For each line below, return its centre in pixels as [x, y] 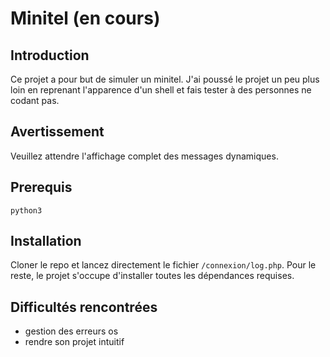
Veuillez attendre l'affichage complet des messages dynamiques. [144, 156]
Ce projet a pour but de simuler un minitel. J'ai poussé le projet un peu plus [165, 79]
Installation [46, 241]
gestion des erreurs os [71, 331]
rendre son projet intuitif [74, 342]
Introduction [50, 55]
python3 [26, 210]
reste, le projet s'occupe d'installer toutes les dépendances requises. [152, 276]
